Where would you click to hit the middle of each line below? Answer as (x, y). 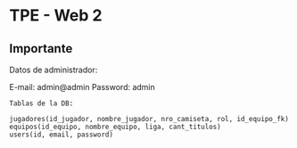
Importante (41, 49)
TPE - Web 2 (56, 16)
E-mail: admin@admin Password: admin (82, 87)
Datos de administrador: (54, 70)
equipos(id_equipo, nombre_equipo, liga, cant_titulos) (115, 127)
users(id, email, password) (62, 135)
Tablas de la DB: (41, 103)
